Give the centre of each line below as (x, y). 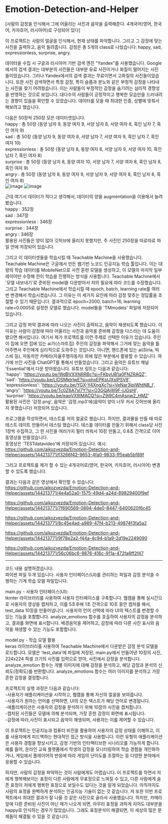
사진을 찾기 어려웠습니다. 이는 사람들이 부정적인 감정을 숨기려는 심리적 (78, 88)
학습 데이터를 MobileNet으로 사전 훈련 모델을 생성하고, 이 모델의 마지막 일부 (88, 270)
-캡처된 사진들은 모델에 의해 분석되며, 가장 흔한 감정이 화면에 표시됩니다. (75, 713)
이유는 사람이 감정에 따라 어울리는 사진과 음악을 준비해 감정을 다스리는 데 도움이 (82, 331)
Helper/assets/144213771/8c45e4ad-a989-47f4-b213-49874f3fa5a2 (76, 523)
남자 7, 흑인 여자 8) (24, 155)
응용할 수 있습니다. (23, 762)
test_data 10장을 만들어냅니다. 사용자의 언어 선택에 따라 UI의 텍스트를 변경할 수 (82, 610)
